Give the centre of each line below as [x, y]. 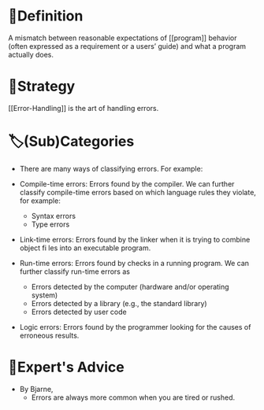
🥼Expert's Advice [66, 367]
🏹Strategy [42, 87]
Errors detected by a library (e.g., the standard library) [119, 303]
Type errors [50, 224]
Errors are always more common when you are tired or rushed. [133, 397]
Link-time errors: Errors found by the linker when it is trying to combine [135, 239]
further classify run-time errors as [74, 271]
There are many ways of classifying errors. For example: [111, 168]
